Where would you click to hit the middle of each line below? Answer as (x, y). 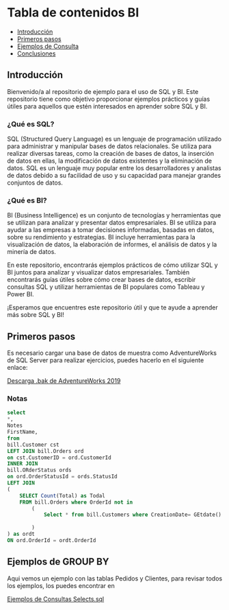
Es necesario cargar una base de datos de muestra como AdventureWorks (112, 353)
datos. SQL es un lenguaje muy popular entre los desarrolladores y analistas (114, 168)
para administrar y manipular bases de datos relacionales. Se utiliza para (109, 146)
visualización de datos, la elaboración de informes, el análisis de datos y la (112, 244)
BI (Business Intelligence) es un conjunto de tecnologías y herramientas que (114, 215)
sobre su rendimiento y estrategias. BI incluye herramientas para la (102, 237)
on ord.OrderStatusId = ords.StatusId (62, 477)
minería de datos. (32, 252)
